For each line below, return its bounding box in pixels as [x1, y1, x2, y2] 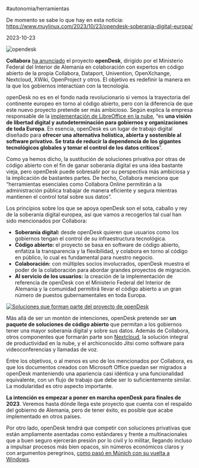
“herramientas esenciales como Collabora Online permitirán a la [6, 180, 162, 188]
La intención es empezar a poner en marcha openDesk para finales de [6, 394, 182, 401]
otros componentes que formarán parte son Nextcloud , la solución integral [6, 334, 188, 340]
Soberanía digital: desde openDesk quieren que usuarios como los [14, 229, 179, 235]
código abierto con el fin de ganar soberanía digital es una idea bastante [6, 162, 183, 169]
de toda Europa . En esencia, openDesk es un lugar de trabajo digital [6, 125, 173, 132]
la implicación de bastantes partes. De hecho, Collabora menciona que [6, 175, 179, 181]
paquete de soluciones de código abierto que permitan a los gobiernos [6, 321, 182, 328]
